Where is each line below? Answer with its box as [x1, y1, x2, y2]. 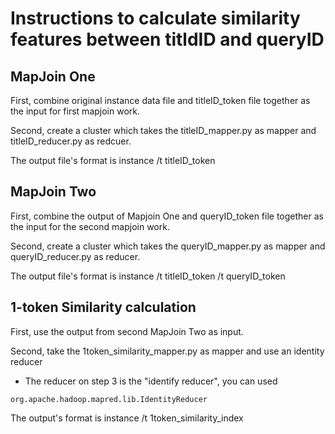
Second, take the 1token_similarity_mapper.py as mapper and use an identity [10, 345, 325, 357]
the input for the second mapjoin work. [10, 220, 170, 232]
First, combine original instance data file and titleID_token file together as [10, 95, 311, 106]
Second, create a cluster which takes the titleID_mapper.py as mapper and [10, 125, 317, 136]
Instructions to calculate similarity [10, 7, 301, 30]
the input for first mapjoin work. [10, 105, 140, 117]
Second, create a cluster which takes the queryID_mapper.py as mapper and [10, 240, 326, 252]
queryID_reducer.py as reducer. [10, 250, 141, 262]
